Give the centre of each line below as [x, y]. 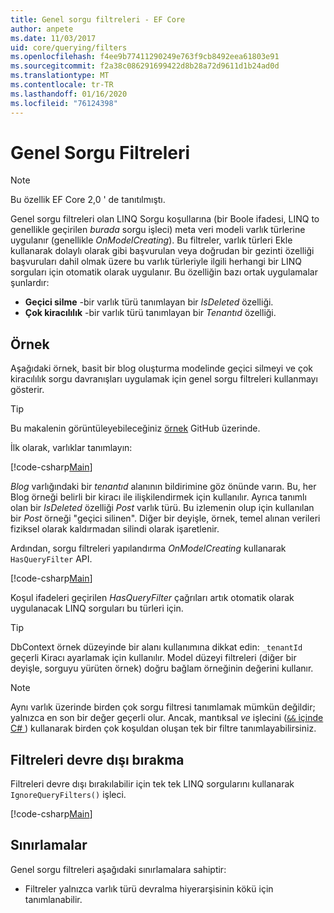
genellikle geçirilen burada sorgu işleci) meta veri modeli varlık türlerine [158, 230]
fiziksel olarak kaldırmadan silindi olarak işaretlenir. [115, 529]
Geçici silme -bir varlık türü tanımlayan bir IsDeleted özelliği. [149, 302]
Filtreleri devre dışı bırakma [97, 759]
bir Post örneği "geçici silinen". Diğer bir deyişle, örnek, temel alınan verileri [165, 518]
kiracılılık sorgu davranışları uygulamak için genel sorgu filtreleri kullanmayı [164, 379]
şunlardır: [30, 283]
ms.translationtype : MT [60, 76]
